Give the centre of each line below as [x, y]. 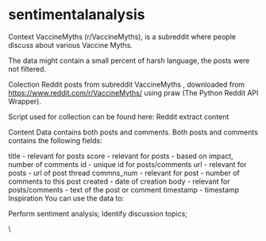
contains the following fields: [55, 140]
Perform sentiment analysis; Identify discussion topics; [98, 213]
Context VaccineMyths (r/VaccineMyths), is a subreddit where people [122, 37]
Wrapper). [25, 101]
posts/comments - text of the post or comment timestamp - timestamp [124, 189]
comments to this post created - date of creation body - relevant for [119, 181]
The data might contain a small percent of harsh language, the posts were [129, 60]
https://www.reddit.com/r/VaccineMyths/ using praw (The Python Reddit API [133, 92]
